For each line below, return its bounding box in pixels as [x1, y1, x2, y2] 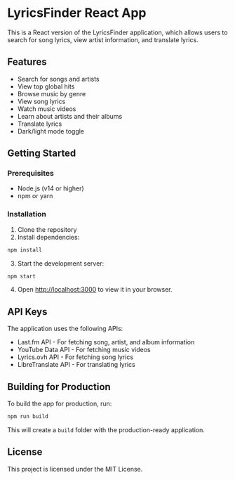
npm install [7, 246, 42, 254]
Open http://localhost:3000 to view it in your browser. [17, 285, 173, 294]
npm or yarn [17, 192, 53, 200]
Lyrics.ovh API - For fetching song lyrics [17, 353, 134, 361]
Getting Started [7, 148, 76, 160]
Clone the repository [17, 225, 77, 233]
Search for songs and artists [17, 74, 100, 83]
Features [7, 56, 47, 68]
